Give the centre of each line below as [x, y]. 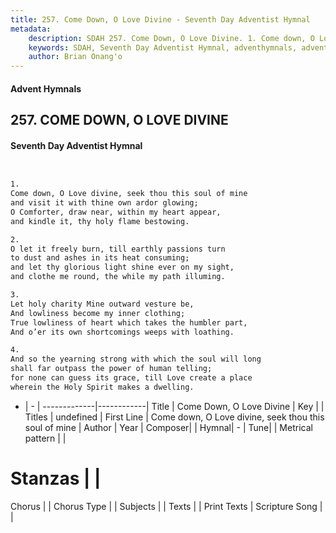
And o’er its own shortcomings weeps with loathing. [122, 332]
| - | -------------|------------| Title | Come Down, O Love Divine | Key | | [174, 406]
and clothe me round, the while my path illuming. [118, 277]
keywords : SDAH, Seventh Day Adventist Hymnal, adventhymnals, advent [178, 47]
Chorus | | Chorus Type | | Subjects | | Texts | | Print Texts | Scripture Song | [166, 506]
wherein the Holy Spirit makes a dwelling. [102, 387]
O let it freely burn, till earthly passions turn [118, 249]
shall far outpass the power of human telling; [111, 369]
